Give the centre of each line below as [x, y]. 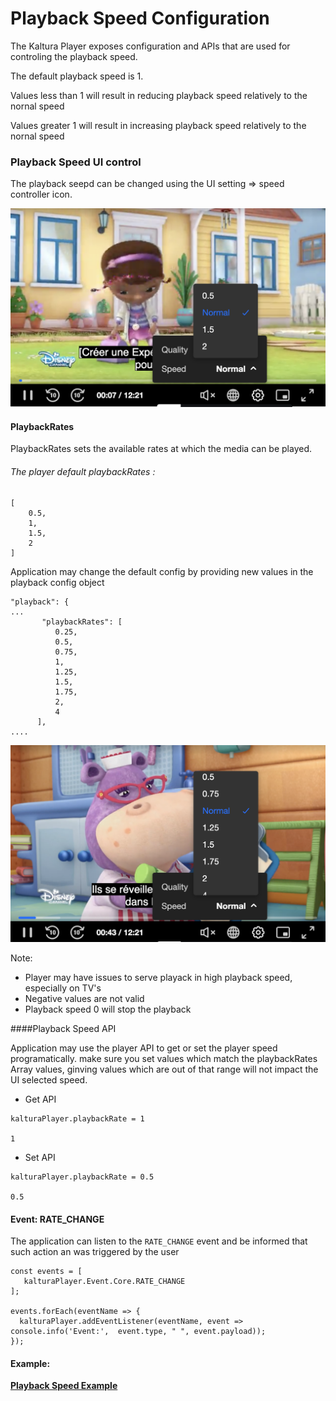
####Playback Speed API [63, 1029]
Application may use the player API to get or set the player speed [144, 1048]
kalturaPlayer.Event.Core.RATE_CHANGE [104, 1282]
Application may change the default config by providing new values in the [162, 571]
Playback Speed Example [64, 1386]
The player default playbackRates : [83, 471]
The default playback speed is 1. [77, 76]
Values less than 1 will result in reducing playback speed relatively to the [159, 95]
